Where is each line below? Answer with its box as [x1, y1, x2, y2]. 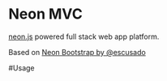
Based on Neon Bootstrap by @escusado [8, 47, 146, 57]
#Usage [8, 62, 35, 73]
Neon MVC [8, 5, 83, 23]
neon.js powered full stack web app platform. [8, 32, 160, 41]
